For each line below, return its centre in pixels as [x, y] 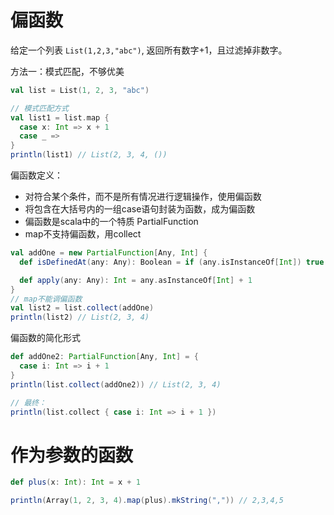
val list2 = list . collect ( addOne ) [82, 308]
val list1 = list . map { [60, 117]
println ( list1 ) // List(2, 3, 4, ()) [89, 155]
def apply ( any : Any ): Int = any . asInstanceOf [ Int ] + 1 [136, 280]
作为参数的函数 [72, 455]
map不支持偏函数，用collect [83, 234]
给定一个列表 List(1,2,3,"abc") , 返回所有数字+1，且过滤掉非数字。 [149, 50]
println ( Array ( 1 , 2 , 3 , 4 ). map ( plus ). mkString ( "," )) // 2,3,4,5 [147, 501]
